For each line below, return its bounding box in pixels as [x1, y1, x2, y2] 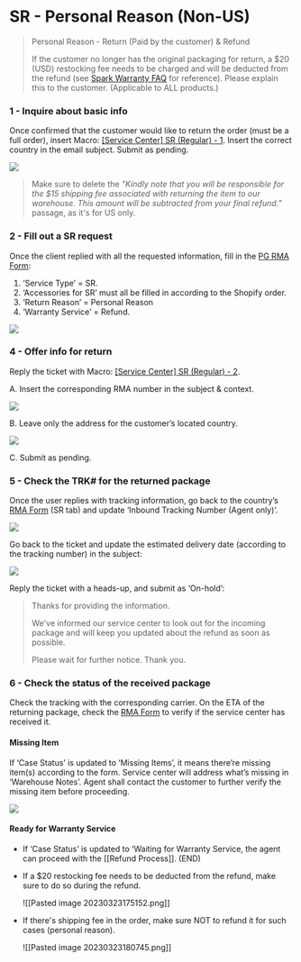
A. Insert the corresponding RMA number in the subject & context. [9, 383, 254, 394]
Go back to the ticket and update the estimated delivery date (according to [9, 539, 287, 550]
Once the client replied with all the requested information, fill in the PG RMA [9, 250, 290, 261]
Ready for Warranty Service [9, 823, 116, 834]
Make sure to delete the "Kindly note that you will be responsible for [31, 178, 285, 190]
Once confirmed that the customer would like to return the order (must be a [9, 125, 290, 136]
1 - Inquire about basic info [9, 104, 128, 117]
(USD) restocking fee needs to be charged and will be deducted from [31, 63, 288, 74]
